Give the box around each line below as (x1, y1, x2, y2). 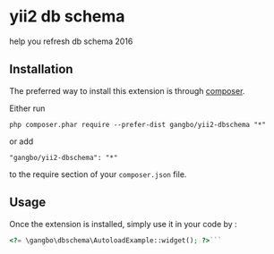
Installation (9, 62, 73, 77)
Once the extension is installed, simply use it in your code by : (9, 218, 237, 229)
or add (9, 136, 34, 147)
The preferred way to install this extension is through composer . (9, 85, 245, 96)
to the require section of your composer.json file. (9, 168, 187, 180)
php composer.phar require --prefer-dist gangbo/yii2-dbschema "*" (9, 120, 267, 129)
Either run (9, 103, 46, 114)
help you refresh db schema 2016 (9, 36, 133, 47)
